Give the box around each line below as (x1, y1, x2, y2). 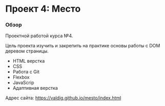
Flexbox (12, 74, 30, 81)
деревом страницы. (5, 48, 49, 54)
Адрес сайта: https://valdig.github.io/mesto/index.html (5, 95, 121, 101)
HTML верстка (12, 58, 45, 64)
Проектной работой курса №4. (5, 33, 73, 39)
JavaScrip (12, 79, 34, 86)
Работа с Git (12, 69, 39, 75)
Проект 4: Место (5, 3, 81, 15)
